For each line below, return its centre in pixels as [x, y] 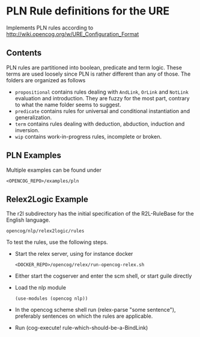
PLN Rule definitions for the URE [88, 11]
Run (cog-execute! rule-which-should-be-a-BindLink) [81, 328]
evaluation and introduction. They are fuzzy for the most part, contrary [102, 98]
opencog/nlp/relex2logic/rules [45, 231]
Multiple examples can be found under [54, 170]
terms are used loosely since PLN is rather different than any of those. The [98, 74]
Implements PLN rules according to [50, 28]
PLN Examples [34, 155]
